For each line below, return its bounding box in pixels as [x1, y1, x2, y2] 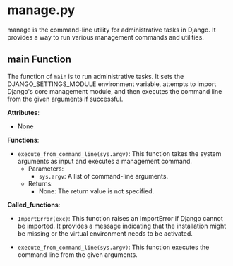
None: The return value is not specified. [38, 186, 155, 195]
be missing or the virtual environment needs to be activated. [17, 229, 193, 238]
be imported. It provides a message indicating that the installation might [17, 222, 227, 230]
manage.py [7, 2, 76, 18]
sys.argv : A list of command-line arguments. [38, 171, 168, 180]
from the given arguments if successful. [7, 95, 124, 103]
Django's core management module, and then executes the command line [7, 87, 222, 95]
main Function [7, 54, 72, 66]
